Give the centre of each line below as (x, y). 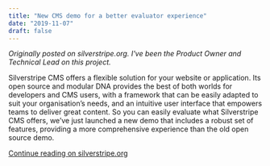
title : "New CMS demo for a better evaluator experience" (108, 16)
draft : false (30, 31)
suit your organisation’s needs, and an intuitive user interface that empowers (135, 104)
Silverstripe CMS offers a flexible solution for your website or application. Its (135, 78)
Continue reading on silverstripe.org (68, 153)
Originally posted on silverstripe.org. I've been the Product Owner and (125, 54)
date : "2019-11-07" (41, 23)
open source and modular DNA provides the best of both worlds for (120, 86)
